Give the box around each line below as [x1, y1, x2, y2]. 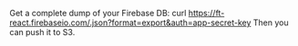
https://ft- [188, 8, 225, 18]
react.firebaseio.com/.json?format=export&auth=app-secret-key [9, 17, 252, 28]
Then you [252, 17, 289, 28]
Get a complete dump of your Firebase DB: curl [9, 8, 187, 18]
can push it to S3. [9, 27, 76, 37]
